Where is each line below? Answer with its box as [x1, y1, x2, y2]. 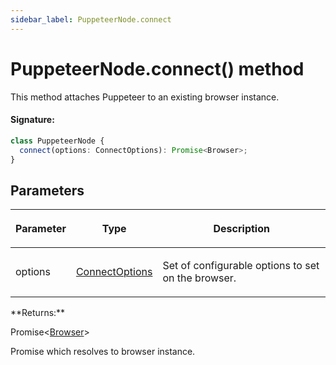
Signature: [10, 114, 55, 126]
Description [213, 222, 270, 236]
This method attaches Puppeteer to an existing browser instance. [10, 91, 280, 103]
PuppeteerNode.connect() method [10, 57, 305, 80]
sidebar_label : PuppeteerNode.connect [10, 14, 172, 25]
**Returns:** [10, 307, 66, 319]
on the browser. [162, 271, 237, 285]
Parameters [10, 182, 85, 199]
